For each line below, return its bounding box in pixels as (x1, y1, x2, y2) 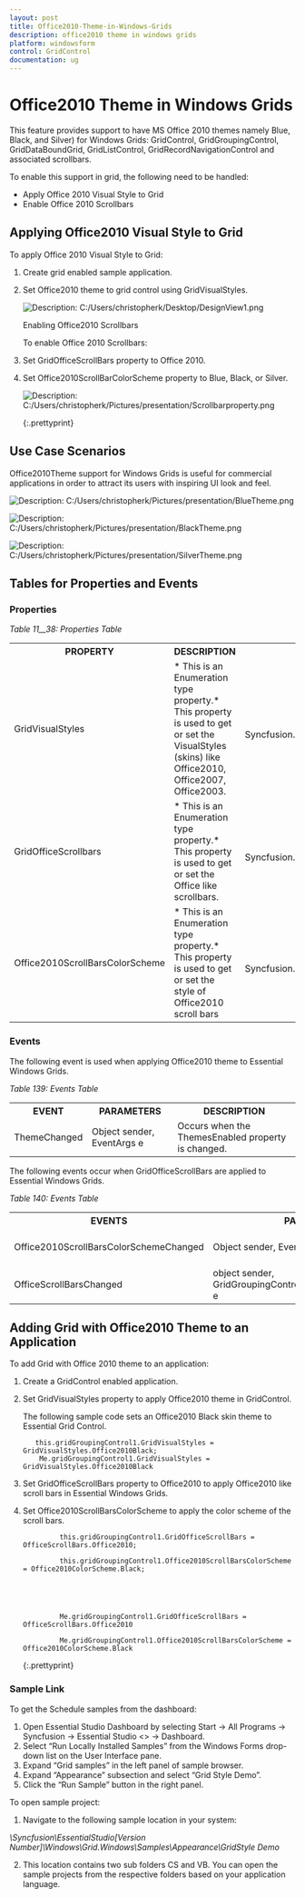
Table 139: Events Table (9, 1083, 99, 1094)
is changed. (177, 1142, 227, 1154)
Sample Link (9, 1683, 65, 1695)
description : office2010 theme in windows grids (9, 30, 197, 39)
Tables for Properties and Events (9, 575, 199, 591)
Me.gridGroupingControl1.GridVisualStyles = (39, 1454, 211, 1463)
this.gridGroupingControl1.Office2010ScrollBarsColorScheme (59, 1556, 292, 1566)
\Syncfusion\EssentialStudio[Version (9, 1832, 147, 1843)
